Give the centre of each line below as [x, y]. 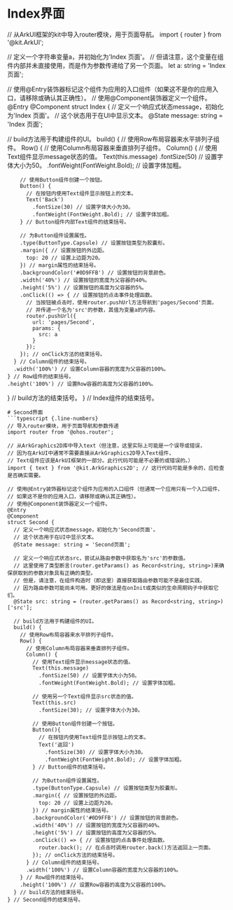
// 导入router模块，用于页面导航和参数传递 [63, 426]
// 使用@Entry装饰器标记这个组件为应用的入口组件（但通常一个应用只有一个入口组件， [115, 489]
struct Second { [31, 522]
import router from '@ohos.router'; [61, 432]
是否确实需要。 [26, 475]
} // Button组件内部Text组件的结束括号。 [75, 222]
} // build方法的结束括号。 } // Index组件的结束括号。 [83, 398]
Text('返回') [56, 745]
